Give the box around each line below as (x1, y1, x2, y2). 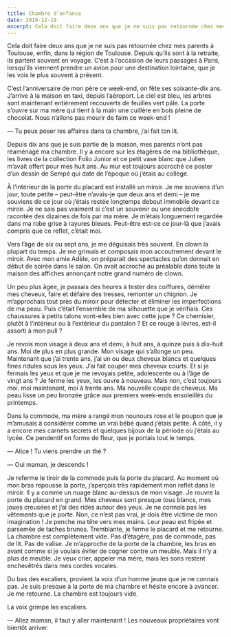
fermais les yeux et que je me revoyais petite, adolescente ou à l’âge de (7, 369, 210, 377)
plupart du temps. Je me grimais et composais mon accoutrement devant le (7, 247, 222, 255)
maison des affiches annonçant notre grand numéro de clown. (7, 269, 184, 278)
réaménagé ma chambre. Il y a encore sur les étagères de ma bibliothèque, (7, 147, 220, 156)
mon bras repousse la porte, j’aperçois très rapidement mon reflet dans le (7, 481, 215, 490)
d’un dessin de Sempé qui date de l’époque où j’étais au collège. (7, 169, 189, 178)
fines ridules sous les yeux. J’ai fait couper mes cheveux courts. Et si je (7, 362, 209, 370)
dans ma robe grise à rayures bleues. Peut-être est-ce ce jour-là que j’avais (7, 220, 221, 228)
